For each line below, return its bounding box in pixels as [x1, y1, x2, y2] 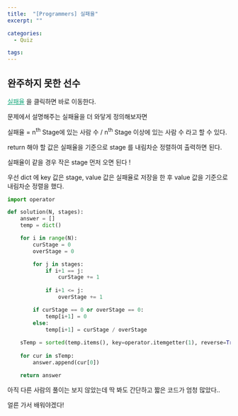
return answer [20, 371, 62, 379]
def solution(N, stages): [7, 208, 84, 216]
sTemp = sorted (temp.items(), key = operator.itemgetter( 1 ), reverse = [20, 339, 227, 347]
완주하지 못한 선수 [7, 77, 81, 89]
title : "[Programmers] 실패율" [7, 10, 98, 18]
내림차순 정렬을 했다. [7, 181, 64, 190]
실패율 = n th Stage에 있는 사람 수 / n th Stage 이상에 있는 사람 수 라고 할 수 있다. [7, 126, 227, 136]
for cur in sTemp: [20, 352, 74, 360]
